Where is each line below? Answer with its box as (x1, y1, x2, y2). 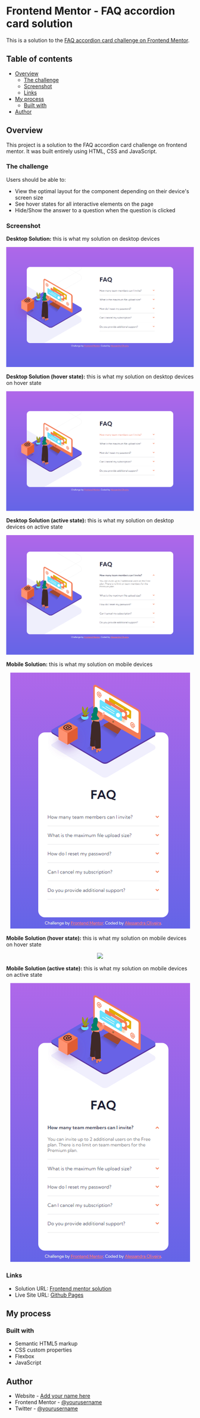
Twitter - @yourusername (14, 1405, 79, 1412)
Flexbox (14, 1353, 35, 1360)
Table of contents (6, 54, 73, 64)
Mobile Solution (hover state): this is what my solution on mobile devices (6, 934, 187, 942)
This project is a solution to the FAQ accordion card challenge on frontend (6, 141, 187, 148)
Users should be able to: (6, 176, 67, 183)
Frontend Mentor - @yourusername (14, 1399, 102, 1406)
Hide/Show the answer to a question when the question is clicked (14, 206, 176, 213)
